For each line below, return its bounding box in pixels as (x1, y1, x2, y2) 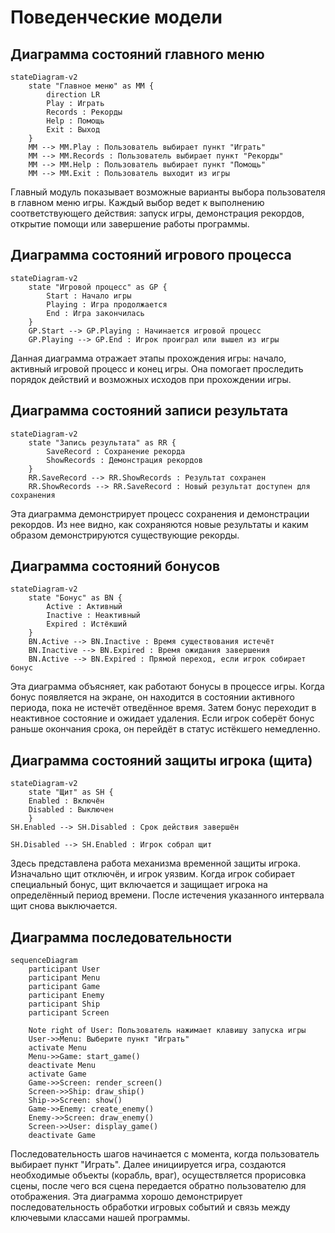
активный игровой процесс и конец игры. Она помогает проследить (10, 362, 304, 375)
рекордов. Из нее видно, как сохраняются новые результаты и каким (10, 518, 309, 530)
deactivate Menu (28, 1061, 97, 1071)
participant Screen (28, 1008, 110, 1018)
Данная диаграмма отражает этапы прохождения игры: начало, (10, 352, 287, 364)
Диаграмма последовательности (10, 929, 233, 946)
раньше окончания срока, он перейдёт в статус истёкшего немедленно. (10, 723, 321, 735)
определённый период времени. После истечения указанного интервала (10, 889, 325, 901)
